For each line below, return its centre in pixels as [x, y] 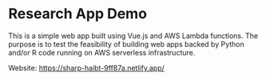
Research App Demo [78, 14]
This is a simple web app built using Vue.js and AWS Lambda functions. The [133, 36]
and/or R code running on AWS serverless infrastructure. [102, 52]
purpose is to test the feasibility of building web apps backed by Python [127, 44]
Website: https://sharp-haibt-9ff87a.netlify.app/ [87, 67]
